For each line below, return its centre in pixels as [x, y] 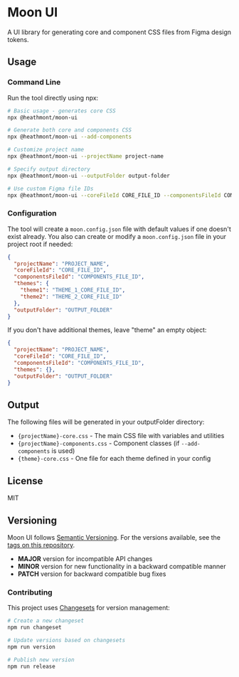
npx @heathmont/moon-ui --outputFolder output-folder [89, 176]
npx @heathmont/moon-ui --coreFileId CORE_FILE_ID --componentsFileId [114, 195]
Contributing [30, 592]
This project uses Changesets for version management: [89, 608]
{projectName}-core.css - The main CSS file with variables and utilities [121, 436]
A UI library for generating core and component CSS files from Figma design [119, 32]
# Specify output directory [49, 169]
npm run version [31, 647]
